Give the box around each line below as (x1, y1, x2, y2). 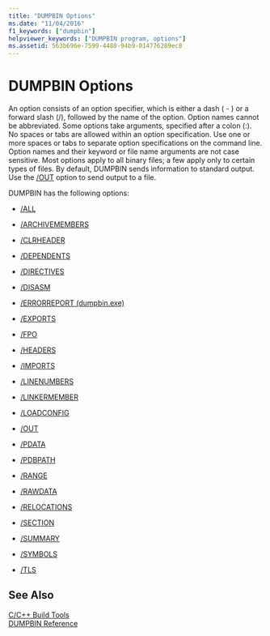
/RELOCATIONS (19, 502, 73, 512)
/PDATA (19, 439, 46, 450)
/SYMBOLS (19, 549, 58, 559)
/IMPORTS (19, 361, 55, 371)
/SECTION (19, 518, 55, 527)
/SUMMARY (19, 534, 61, 544)
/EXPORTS (19, 314, 57, 324)
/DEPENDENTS (19, 251, 71, 261)
